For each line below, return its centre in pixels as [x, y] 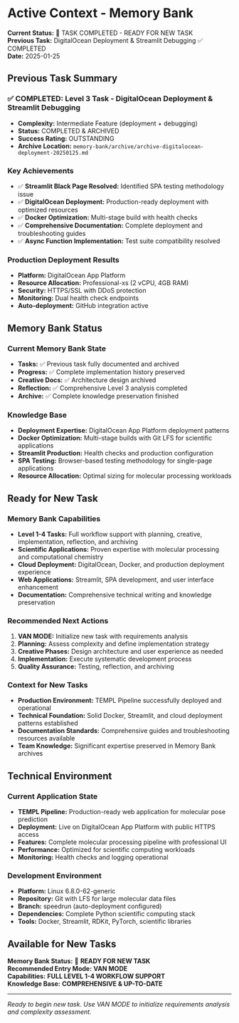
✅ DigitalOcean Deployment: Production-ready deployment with [113, 202]
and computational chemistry [60, 557]
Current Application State [53, 796]
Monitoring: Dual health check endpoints [78, 298]
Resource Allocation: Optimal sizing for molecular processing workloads [124, 476]
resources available [46, 739]
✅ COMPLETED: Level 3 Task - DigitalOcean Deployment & [110, 99]
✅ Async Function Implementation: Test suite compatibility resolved [119, 241]
